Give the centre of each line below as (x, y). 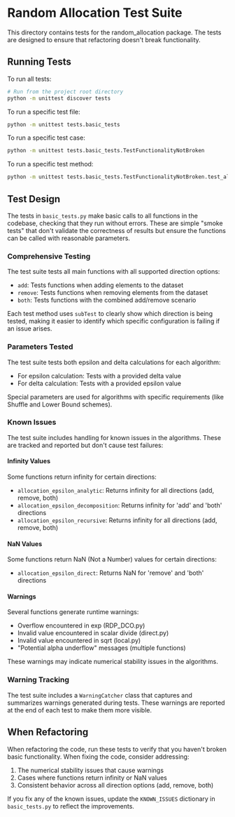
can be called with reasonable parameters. (69, 238)
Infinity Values (29, 461)
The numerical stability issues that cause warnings (91, 770)
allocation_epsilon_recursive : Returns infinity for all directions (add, (117, 520)
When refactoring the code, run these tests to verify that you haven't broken (117, 749)
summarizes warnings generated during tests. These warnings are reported (116, 703)
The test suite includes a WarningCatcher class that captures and (100, 695)
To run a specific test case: (46, 138)
